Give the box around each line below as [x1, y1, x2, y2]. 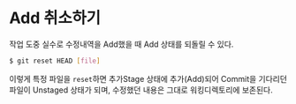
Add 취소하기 [9, 8, 102, 28]
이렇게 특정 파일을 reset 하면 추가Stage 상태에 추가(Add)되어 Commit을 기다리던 [9, 73, 287, 84]
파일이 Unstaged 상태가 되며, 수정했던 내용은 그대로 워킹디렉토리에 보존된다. [9, 85, 273, 95]
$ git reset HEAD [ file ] [9, 56, 101, 65]
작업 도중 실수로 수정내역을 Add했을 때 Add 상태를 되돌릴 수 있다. [9, 39, 234, 49]
